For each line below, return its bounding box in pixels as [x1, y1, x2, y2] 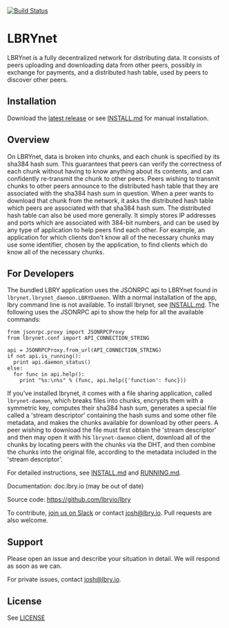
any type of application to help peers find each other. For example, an [7, 225, 206, 234]
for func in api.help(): [13, 371, 85, 378]
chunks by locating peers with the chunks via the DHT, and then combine [7, 441, 216, 449]
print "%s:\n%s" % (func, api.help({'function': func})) [19, 377, 187, 384]
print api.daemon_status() [13, 359, 91, 366]
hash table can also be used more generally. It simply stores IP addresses [7, 211, 216, 219]
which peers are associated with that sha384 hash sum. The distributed [7, 204, 211, 212]
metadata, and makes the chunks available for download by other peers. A [7, 419, 219, 427]
